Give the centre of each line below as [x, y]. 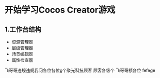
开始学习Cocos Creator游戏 [60, 10]
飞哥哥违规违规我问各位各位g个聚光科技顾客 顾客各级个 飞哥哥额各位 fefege [80, 70]
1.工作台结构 [23, 29]
